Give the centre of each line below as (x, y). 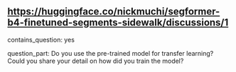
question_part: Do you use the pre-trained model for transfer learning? (111, 53)
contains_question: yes (41, 40)
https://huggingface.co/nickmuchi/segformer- (114, 12)
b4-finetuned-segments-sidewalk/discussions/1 (118, 23)
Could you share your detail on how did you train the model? (96, 61)
